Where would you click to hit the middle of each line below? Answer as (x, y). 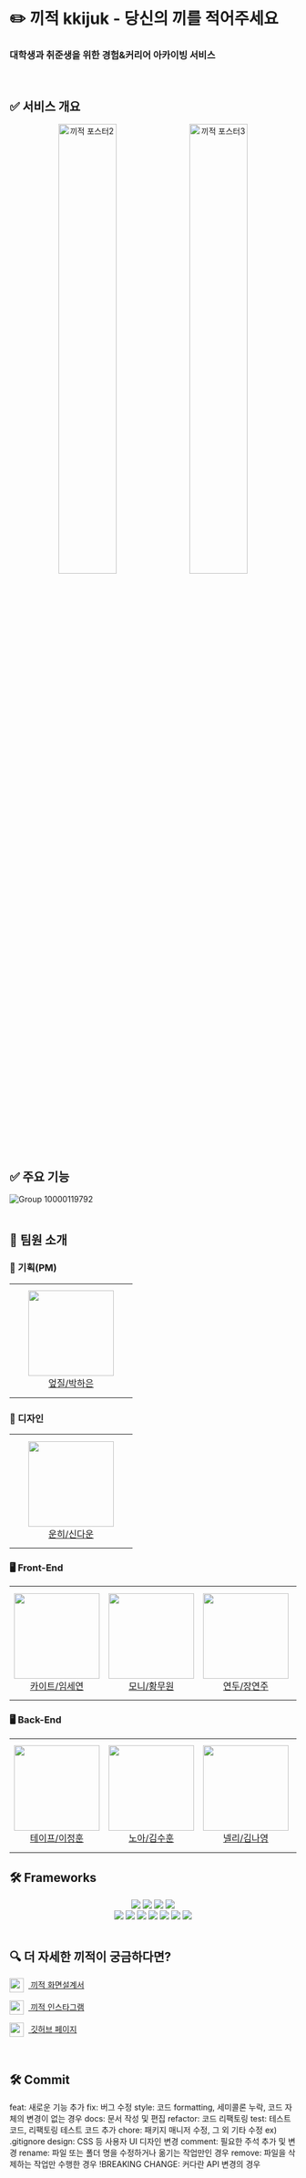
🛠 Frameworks (53, 1878)
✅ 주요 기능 (40, 1176)
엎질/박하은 (71, 1384)
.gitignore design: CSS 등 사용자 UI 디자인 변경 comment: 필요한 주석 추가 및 (148, 2142)
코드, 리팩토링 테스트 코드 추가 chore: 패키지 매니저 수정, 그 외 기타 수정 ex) (143, 2130)
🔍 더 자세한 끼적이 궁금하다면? (90, 1956)
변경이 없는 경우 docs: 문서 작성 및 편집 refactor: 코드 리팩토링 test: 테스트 (158, 2119)
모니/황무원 (152, 1686)
